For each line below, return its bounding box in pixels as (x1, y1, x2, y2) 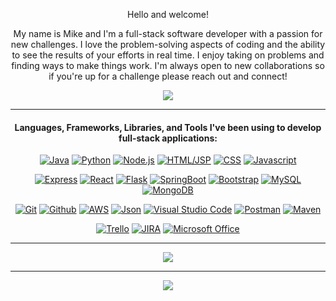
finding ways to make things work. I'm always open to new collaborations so (11, 60, 325, 71)
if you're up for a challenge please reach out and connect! (48, 70, 288, 82)
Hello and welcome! (127, 9, 209, 20)
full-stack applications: (118, 132, 218, 144)
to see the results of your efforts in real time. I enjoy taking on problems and (11, 49, 325, 61)
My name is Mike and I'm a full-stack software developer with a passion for (13, 28, 323, 39)
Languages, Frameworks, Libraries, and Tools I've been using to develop (14, 121, 322, 133)
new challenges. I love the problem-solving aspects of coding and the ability (10, 39, 326, 50)
